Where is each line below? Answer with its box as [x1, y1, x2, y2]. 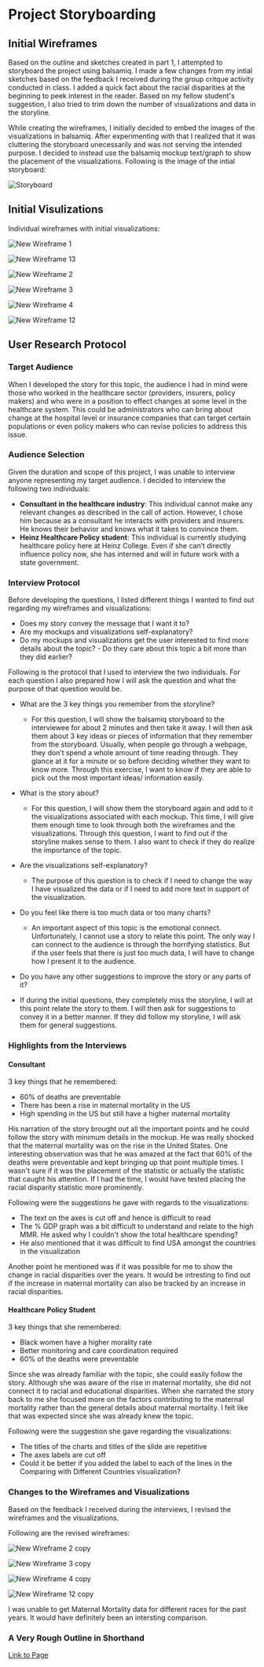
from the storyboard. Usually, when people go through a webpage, [31, 739, 247, 749]
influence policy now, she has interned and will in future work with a [19, 549, 240, 559]
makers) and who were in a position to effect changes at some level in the [8, 396, 247, 406]
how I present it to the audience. [31, 957, 136, 966]
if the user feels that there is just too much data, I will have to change [31, 948, 255, 957]
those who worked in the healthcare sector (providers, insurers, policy [8, 388, 236, 397]
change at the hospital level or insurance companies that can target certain [8, 413, 251, 422]
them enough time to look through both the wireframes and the [31, 821, 236, 830]
